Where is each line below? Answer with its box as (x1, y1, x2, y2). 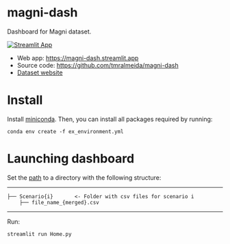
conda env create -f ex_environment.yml (7, 128, 125, 135)
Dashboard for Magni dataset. (7, 27, 92, 36)
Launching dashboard (7, 151, 135, 167)
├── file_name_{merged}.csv (19, 199, 99, 206)
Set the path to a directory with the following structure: (7, 173, 162, 182)
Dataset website (16, 68, 63, 77)
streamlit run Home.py (7, 230, 72, 237)
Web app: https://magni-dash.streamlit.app (16, 53, 139, 62)
